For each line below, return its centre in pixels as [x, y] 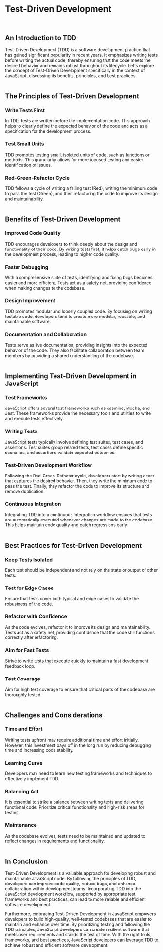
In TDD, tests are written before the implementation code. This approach [78, 121]
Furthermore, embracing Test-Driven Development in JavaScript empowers [81, 914]
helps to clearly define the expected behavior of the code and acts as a [77, 126]
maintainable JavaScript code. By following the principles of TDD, [71, 879]
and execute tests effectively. [35, 419]
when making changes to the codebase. [45, 288]
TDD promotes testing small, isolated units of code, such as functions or [77, 155]
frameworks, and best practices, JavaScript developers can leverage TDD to [82, 940]
